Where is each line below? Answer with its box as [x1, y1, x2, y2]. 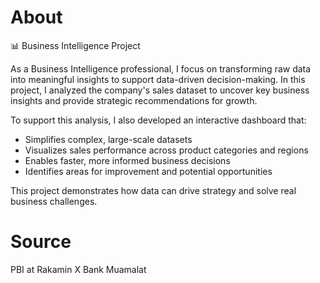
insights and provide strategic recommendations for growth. [10, 94, 258, 106]
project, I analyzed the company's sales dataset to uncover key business [10, 84, 310, 96]
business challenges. [10, 195, 98, 207]
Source [10, 231, 72, 253]
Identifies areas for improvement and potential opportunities [24, 165, 273, 177]
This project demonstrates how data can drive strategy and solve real [10, 184, 297, 196]
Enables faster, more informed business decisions [24, 154, 231, 166]
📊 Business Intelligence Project [10, 39, 141, 51]
